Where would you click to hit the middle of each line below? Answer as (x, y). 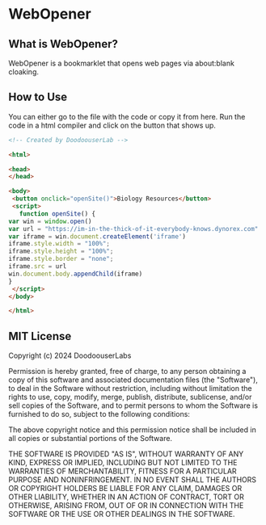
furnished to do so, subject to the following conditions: (99, 414)
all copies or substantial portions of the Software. (90, 439)
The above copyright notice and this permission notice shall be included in (132, 430)
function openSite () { (57, 214)
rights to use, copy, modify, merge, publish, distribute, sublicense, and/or (130, 397)
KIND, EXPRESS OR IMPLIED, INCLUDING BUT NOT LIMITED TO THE (123, 463)
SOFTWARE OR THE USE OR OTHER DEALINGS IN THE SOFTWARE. (122, 514)
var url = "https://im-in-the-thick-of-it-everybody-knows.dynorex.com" (133, 229)
